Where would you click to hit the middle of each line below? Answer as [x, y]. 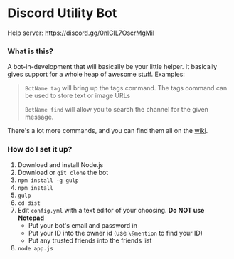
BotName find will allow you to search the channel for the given [116, 110]
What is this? [30, 51]
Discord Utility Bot [62, 13]
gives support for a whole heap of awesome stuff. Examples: [96, 74]
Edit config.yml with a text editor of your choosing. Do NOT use [111, 210]
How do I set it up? [40, 149]
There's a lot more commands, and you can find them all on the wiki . [108, 131]
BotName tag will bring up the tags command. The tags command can [126, 88]
